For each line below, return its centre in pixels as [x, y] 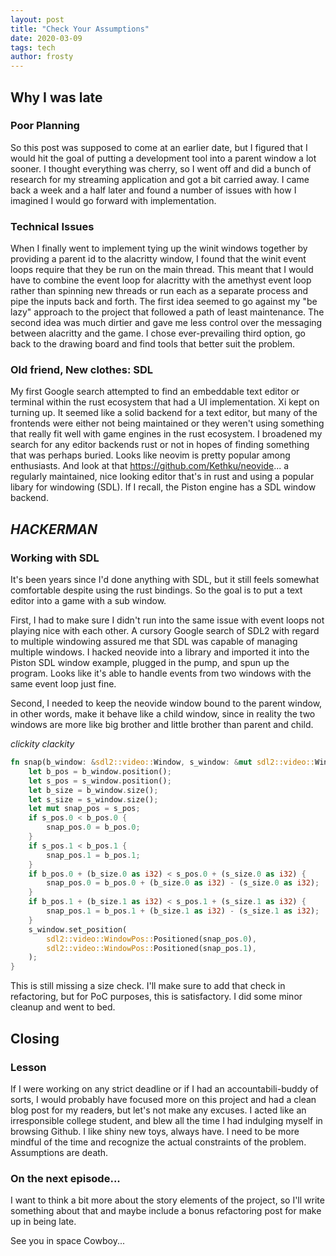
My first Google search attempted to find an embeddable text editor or [155, 392]
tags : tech [33, 47]
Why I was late [56, 97]
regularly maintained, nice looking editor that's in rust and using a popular [162, 477]
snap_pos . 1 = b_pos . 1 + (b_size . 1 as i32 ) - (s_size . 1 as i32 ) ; [183, 911]
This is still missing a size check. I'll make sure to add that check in [148, 986]
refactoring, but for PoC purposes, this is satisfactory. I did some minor [156, 997]
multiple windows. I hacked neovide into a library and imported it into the [160, 652]
